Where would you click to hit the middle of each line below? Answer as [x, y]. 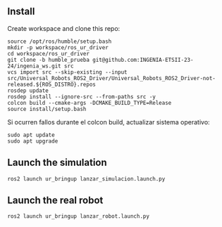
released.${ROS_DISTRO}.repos [52, 84]
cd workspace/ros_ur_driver [49, 53]
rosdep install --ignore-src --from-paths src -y [82, 97]
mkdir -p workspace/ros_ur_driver [58, 47]
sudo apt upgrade [33, 141]
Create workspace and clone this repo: [64, 28]
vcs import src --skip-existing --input [68, 72]
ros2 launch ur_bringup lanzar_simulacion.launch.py [86, 179]
